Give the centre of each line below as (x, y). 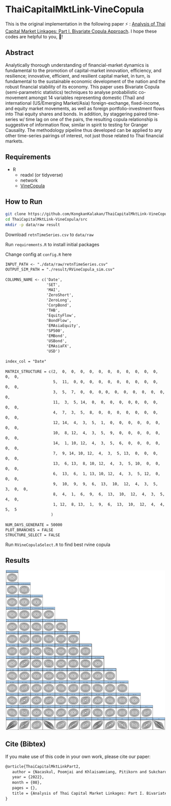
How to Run (24, 201)
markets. (15, 141)
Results (18, 561)
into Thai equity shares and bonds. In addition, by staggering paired (76, 114)
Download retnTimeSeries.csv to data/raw (50, 234)
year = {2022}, (28, 777)
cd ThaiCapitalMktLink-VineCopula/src (46, 220)
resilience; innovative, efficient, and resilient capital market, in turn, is (78, 76)
